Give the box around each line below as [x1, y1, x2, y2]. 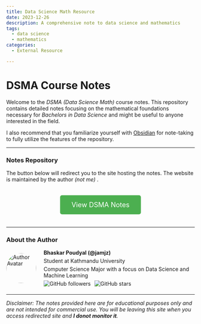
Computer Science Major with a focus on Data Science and [44, 265, 190, 273]
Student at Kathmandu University [44, 258, 126, 265]
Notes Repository [6, 156, 58, 164]
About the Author [6, 236, 58, 244]
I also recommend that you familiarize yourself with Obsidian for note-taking [6, 129, 194, 136]
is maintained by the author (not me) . [6, 176, 99, 183]
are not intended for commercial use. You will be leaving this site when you [6, 306, 191, 313]
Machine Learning [44, 272, 89, 279]
